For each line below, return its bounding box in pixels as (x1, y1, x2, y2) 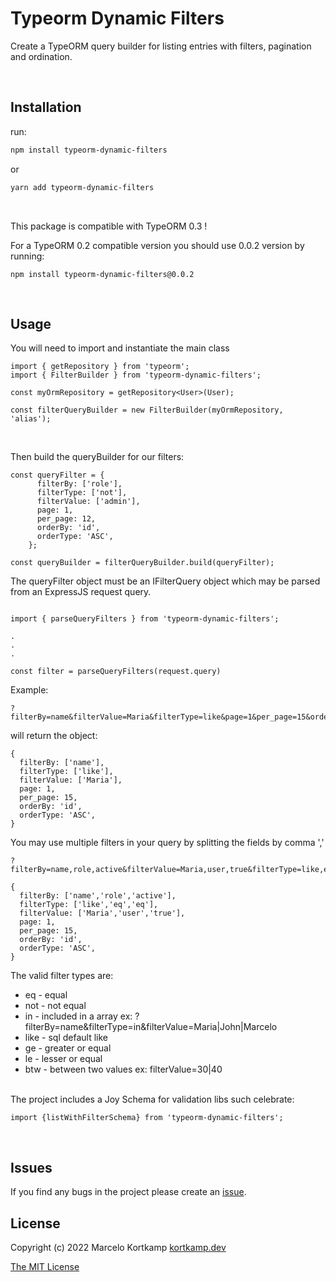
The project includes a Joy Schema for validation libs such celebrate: (10, 1093, 295, 1106)
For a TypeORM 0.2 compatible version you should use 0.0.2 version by (10, 239, 305, 251)
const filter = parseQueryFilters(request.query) (10, 667, 222, 677)
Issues (10, 1159, 53, 1176)
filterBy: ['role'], (36, 479, 123, 489)
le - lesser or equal (24, 1053, 103, 1065)
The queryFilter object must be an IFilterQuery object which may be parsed (10, 575, 321, 587)
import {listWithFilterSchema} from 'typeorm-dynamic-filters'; (10, 1113, 284, 1123)
